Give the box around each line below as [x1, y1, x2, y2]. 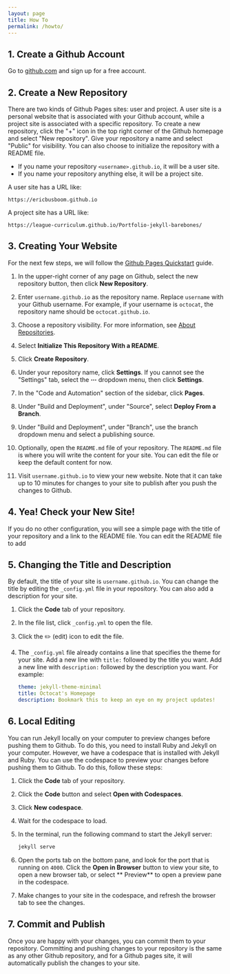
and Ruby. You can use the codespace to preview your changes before [8, 755, 209, 764]
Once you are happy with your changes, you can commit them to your [8, 937, 206, 945]
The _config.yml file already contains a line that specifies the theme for [17, 649, 221, 657]
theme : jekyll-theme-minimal [17, 684, 102, 691]
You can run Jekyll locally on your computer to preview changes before [8, 733, 211, 742]
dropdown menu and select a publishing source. [17, 430, 156, 438]
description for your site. [8, 592, 78, 600]
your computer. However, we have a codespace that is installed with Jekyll [8, 749, 220, 757]
